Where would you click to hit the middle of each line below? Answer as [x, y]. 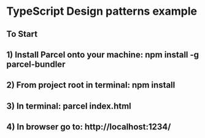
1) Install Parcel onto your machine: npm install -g [103, 54]
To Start [22, 34]
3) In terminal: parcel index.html [69, 106]
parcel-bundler [36, 64]
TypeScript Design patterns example [102, 11]
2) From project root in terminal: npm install [91, 85]
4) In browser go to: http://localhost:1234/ [89, 127]
